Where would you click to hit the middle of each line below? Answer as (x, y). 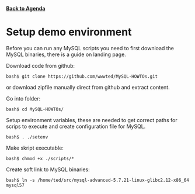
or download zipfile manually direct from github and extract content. (88, 87)
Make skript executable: (35, 148)
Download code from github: (40, 65)
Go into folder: (23, 98)
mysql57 (15, 185)
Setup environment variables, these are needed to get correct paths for (92, 120)
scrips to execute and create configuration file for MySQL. (76, 126)
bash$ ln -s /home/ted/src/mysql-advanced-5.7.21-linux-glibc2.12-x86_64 (98, 180)
